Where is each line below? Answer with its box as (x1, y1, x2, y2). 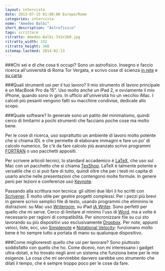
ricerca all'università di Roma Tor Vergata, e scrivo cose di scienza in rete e (5, 67, 158, 73)
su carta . (5, 72, 23, 78)
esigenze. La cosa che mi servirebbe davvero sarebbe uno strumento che (5, 255, 155, 261)
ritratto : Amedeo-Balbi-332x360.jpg (5, 35, 80, 40)
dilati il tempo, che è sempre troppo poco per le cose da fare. (5, 260, 130, 266)
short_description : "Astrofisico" (5, 26, 76, 30)
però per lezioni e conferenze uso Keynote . (5, 178, 93, 184)
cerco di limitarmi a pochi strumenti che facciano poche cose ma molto (5, 118, 149, 123)
